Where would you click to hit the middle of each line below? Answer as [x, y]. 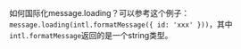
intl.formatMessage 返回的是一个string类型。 [91, 35]
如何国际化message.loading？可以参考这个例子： [100, 13]
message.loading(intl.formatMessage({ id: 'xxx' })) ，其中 [121, 24]
